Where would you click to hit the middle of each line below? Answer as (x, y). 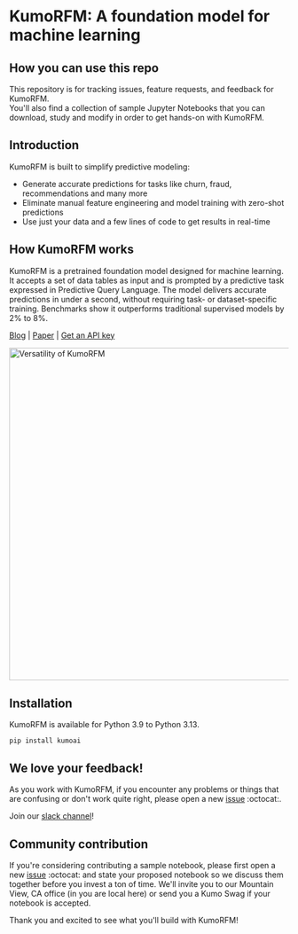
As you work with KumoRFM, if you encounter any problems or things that (144, 789)
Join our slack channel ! (52, 816)
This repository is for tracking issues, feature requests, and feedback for (142, 89)
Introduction (44, 145)
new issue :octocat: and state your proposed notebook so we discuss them (146, 875)
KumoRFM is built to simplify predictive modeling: (100, 167)
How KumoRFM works (72, 250)
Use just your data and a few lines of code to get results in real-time (146, 221)
